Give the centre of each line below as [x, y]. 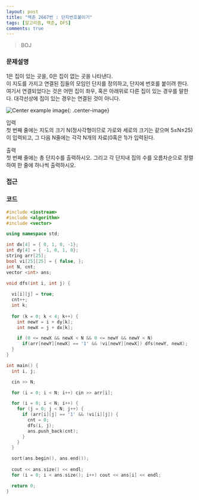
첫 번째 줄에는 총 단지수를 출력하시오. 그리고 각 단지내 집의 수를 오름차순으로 [94, 157]
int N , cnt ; [21, 267]
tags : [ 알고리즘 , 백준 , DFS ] [39, 23]
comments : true [25, 28]
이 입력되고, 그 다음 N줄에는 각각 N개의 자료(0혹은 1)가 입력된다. [80, 137]
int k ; [20, 305]
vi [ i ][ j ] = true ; [33, 294]
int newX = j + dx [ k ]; [45, 327]
